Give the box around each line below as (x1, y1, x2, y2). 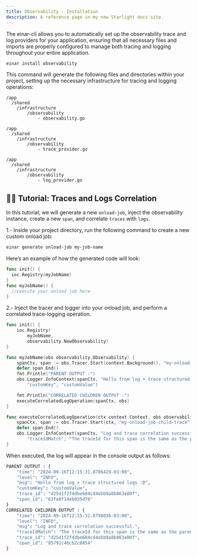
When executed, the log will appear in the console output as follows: (6, 452, 171, 459)
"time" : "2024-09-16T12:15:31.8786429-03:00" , (16, 469, 133, 475)
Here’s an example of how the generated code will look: (6, 255, 141, 262)
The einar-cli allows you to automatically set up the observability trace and (6, 30, 186, 37)
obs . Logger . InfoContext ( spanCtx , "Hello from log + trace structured (16, 376, 191, 383)
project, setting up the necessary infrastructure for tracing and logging (6, 77, 177, 84)
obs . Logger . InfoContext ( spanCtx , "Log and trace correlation (16, 430, 169, 436)
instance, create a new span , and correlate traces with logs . (6, 215, 151, 223)
